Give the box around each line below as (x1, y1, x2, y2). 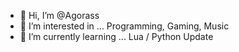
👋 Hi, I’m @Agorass (19, 10, 100, 21)
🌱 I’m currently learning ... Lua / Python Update (19, 31, 214, 42)
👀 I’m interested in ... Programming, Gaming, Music (19, 20, 230, 32)
